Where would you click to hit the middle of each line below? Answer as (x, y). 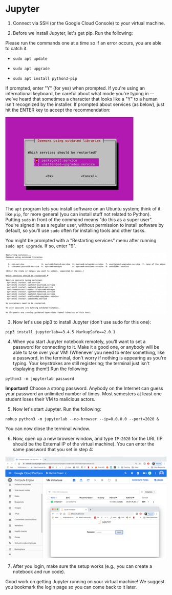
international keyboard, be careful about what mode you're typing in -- (80, 93)
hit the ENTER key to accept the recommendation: (58, 110)
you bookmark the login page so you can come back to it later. (71, 587)
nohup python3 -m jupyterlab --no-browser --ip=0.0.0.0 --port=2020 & (82, 419)
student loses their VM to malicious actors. (50, 399)
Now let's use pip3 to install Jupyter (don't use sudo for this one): (82, 322)
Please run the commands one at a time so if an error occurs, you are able (84, 43)
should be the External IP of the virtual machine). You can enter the (83, 444)
